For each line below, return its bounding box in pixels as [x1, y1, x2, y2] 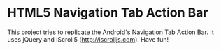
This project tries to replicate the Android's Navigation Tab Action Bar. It [7, 28, 215, 36]
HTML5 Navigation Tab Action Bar [7, 5, 208, 21]
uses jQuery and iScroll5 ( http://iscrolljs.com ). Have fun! [7, 35, 169, 43]
